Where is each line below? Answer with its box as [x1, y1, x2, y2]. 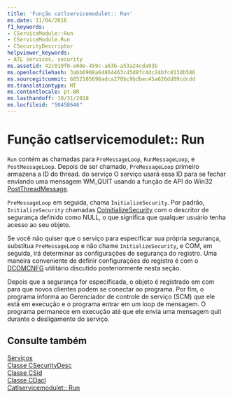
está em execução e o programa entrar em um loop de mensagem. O [7, 299, 206, 308]
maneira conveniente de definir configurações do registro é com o [7, 256, 199, 265]
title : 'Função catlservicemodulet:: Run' [7, 10, 133, 18]
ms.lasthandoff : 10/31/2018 [7, 95, 90, 102]
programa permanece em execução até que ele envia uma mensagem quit [7, 307, 222, 315]
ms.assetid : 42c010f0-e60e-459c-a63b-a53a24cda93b [7, 62, 158, 69]
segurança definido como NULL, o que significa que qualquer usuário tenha [7, 213, 226, 221]
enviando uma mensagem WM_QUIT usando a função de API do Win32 [7, 177, 213, 186]
